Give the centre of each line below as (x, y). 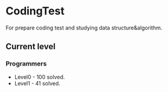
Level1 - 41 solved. (37, 83)
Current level (30, 47)
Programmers (26, 64)
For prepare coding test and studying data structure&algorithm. (84, 28)
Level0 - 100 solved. (39, 77)
